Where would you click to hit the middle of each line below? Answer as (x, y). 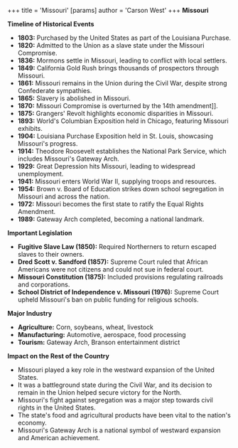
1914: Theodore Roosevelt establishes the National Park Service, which (122, 151)
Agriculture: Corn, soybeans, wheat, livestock (86, 327)
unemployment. (40, 174)
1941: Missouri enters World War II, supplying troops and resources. (117, 181)
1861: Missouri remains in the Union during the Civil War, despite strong (122, 83)
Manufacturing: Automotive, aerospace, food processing (102, 335)
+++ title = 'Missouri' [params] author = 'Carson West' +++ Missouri (108, 10)
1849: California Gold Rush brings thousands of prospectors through (118, 68)
